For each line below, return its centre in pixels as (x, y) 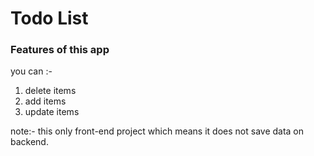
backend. (29, 142)
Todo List (49, 18)
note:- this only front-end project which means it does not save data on (157, 131)
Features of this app (60, 50)
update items (52, 112)
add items (45, 101)
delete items (50, 91)
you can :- (31, 71)
